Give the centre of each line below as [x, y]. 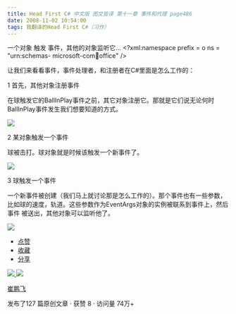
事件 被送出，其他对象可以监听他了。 [61, 213]
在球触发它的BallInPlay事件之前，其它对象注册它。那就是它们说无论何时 [111, 100]
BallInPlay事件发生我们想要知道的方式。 [64, 109]
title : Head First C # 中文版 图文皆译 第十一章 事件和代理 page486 [100, 14]
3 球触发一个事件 [32, 181]
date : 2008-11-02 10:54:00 [47, 20]
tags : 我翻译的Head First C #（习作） [58, 27]
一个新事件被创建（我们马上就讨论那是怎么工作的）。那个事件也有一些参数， [117, 195]
